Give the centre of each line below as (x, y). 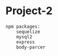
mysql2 (24, 37)
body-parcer (31, 47)
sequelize (28, 32)
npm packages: (23, 27)
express (25, 42)
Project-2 (29, 11)
